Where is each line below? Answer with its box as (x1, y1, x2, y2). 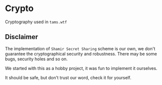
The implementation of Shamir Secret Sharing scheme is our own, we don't (5, 45, 156, 51)
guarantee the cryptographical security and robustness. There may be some (5, 51, 157, 57)
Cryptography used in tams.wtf (5, 19, 67, 25)
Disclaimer (5, 33, 38, 41)
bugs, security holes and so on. (5, 56, 68, 62)
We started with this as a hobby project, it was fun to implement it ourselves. (5, 65, 158, 71)
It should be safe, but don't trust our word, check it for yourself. (5, 74, 132, 80)
